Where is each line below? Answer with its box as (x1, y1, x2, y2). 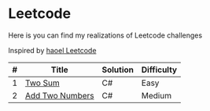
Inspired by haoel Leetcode (8, 45, 97, 55)
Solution (101, 64, 134, 75)
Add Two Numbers (24, 90, 94, 101)
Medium (141, 90, 171, 101)
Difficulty (141, 64, 178, 75)
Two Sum (24, 77, 61, 88)
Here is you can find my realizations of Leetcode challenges (8, 30, 203, 40)
